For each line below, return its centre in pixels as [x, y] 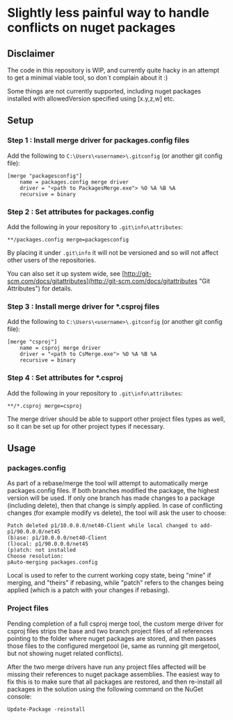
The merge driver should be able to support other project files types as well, [116, 419]
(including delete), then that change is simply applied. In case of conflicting [115, 506]
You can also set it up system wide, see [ [66, 273]
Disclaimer [31, 53]
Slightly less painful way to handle [109, 13]
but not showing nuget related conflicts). [65, 653]
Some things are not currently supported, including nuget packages [104, 91]
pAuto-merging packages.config [53, 563]
